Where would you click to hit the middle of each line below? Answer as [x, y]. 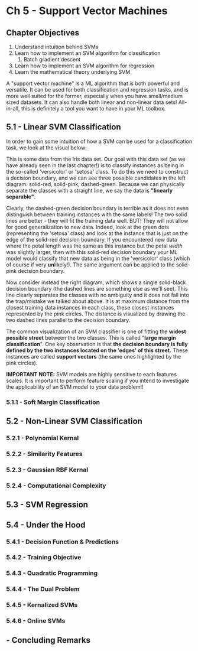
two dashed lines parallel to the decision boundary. [68, 320]
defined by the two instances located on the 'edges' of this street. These [97, 350]
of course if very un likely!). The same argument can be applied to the [90, 265]
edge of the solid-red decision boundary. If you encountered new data [92, 239]
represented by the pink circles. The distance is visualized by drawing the [96, 314]
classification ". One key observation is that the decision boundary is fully [97, 344]
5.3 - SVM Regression [47, 505]
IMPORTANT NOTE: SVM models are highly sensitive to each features [92, 374]
